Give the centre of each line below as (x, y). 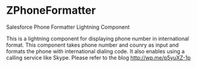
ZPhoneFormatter (51, 10)
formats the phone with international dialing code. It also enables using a (96, 51)
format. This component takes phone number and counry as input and (93, 45)
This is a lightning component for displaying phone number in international (98, 38)
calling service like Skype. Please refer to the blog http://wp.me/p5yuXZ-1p (98, 57)
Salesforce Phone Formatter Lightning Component (68, 27)
